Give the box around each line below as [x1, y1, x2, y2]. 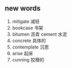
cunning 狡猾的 [12, 56, 44, 63]
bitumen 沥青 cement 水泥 [12, 31, 67, 37]
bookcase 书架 [12, 25, 44, 31]
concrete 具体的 [12, 37, 46, 43]
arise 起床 [12, 50, 33, 56]
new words [5, 4, 41, 13]
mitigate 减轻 [12, 18, 40, 25]
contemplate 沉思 [12, 43, 49, 50]
